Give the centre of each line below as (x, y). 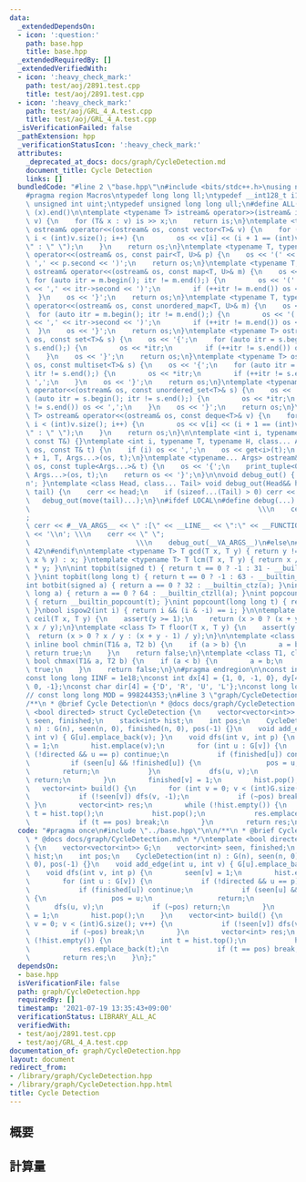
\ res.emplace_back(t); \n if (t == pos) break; (163, 949)
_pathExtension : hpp (56, 137)
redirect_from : (38, 1068)
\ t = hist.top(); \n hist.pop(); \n (116, 814)
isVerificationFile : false (69, 983)
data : (20, 18)
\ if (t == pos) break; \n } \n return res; (158, 822)
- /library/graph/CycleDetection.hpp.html (91, 1085)
